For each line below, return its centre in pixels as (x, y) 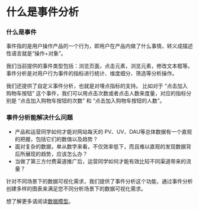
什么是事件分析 (43, 12)
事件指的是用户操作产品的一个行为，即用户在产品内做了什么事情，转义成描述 (99, 46)
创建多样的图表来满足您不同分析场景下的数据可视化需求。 (76, 188)
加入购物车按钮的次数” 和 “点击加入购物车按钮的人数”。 (98, 101)
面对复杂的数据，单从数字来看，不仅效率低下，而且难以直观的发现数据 (100, 146)
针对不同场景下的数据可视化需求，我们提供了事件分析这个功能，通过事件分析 (99, 181)
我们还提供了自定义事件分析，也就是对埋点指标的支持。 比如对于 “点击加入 (97, 86)
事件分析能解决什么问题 (39, 118)
